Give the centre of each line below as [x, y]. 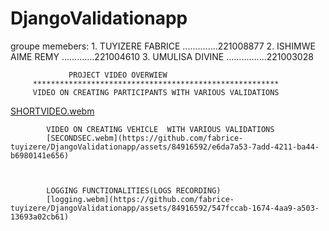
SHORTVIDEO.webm [52, 111]
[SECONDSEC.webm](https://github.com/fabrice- [145, 138]
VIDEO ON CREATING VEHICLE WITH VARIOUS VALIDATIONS [160, 129]
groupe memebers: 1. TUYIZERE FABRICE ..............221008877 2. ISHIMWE [163, 46]
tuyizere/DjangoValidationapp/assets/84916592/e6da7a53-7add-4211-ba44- [165, 147]
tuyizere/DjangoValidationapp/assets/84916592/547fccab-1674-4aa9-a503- [165, 208]
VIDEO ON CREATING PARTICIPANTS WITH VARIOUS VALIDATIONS [156, 92]
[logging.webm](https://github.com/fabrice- [140, 199]
